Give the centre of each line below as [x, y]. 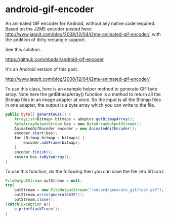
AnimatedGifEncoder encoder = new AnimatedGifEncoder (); [76, 129]
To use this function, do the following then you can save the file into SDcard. [85, 171]
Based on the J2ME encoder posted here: [49, 28]
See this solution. [23, 49]
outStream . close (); [35, 200]
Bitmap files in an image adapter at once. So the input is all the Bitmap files [83, 100]
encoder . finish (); [34, 152]
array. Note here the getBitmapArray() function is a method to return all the [83, 94]
